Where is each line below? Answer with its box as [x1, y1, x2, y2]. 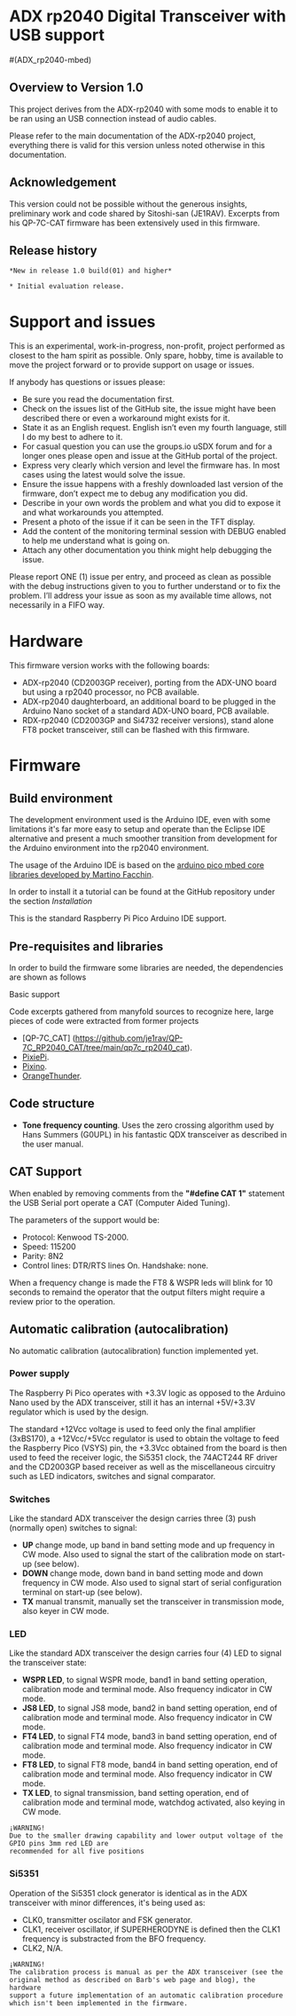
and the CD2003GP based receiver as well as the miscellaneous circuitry [9, 1461, 277, 1472]
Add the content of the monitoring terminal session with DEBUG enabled [21, 526, 286, 537]
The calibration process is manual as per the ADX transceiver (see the [9, 1967, 284, 1976]
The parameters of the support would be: [9, 1214, 160, 1225]
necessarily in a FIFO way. [9, 600, 105, 610]
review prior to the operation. [9, 1295, 116, 1306]
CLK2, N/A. [21, 1942, 64, 1953]
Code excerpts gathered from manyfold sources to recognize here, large [9, 1006, 275, 1017]
